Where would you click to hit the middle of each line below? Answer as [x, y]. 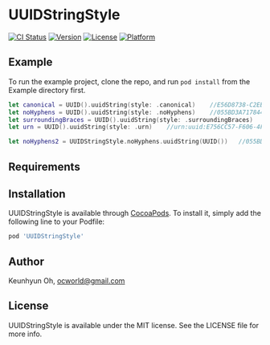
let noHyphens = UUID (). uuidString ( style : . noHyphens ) [102, 112]
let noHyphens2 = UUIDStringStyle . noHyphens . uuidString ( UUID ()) [118, 142]
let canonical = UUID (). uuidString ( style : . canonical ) [102, 105]
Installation [37, 194]
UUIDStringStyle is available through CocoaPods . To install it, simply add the [135, 213]
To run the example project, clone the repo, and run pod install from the [129, 81]
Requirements [44, 166]
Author [26, 261]
